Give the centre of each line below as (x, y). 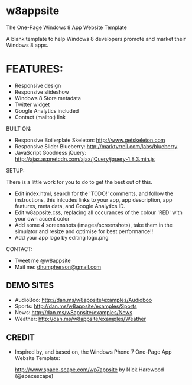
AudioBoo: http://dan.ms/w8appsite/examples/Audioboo (83, 300)
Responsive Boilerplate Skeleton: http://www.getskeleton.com (90, 140)
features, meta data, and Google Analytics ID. (70, 206)
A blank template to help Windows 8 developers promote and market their (96, 39)
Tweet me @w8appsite (43, 260)
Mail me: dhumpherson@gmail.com (58, 267)
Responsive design (38, 85)
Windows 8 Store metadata (48, 98)
